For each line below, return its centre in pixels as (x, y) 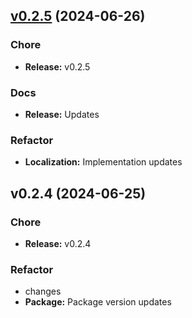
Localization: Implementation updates (103, 162)
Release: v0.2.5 (57, 66)
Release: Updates (62, 114)
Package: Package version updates (98, 302)
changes (43, 291)
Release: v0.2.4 (58, 243)
